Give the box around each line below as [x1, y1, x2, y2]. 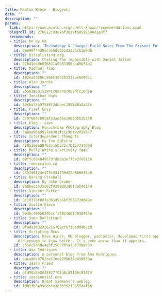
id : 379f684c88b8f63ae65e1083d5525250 [14, 116, 92, 121]
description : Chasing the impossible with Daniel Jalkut [14, 57, 131, 62]
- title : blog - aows [9, 120, 53, 125]
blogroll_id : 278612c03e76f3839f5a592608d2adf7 [9, 30, 108, 35]
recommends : [9, 35, 34, 39]
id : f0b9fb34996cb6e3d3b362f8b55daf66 [14, 284, 92, 289]
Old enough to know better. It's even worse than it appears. [17, 238, 147, 243]
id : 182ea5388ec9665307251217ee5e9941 [14, 75, 92, 80]
